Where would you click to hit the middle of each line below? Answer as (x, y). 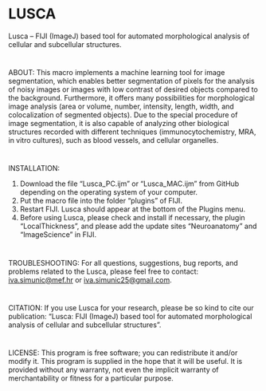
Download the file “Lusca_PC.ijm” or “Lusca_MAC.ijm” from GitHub (129, 184)
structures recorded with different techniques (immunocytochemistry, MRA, (132, 132)
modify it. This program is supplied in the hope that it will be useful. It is (125, 361)
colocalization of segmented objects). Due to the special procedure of (123, 115)
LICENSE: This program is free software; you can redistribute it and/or (123, 353)
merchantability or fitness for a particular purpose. (91, 378)
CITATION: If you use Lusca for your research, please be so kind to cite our (131, 307)
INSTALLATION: (34, 168)
